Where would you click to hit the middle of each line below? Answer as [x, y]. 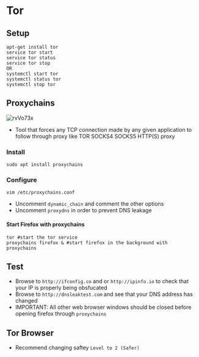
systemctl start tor [33, 74]
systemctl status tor [34, 79]
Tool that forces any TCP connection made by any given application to [103, 129]
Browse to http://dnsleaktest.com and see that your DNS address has [104, 294]
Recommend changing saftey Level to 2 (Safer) [77, 348]
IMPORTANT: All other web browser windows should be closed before [103, 307]
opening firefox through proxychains [61, 314]
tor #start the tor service [42, 237]
